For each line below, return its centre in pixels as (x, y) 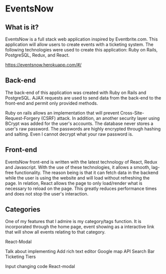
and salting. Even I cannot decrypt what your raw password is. (69, 134)
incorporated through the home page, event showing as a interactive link (80, 227)
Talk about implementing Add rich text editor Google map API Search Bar (80, 251)
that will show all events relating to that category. (55, 232)
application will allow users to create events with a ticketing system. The (79, 44)
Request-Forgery (23, 118)
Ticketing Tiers (20, 257)
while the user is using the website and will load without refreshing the (78, 177)
